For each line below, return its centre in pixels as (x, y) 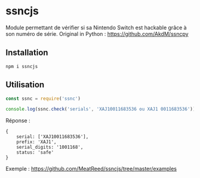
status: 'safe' (35, 153)
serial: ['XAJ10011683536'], (53, 137)
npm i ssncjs (22, 66)
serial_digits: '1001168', (50, 148)
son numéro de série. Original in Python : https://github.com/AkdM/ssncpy (97, 33)
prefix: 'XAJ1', (37, 142)
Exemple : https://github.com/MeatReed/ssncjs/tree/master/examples (91, 169)
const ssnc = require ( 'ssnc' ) (43, 99)
